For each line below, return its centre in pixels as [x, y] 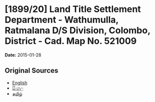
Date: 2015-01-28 [23, 55]
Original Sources [31, 71]
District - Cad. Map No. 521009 [71, 41]
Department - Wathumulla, [62, 20]
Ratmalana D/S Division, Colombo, [77, 30]
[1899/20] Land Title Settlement [73, 9]
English [20, 82]
